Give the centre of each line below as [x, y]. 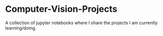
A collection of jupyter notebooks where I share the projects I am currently [81, 23]
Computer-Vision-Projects [61, 9]
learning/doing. [21, 28]
